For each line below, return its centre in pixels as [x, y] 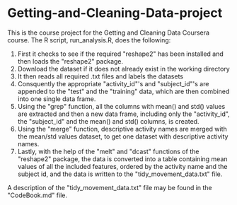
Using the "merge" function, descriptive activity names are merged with [122, 129]
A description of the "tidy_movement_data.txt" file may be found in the [110, 187]
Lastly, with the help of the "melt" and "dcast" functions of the [108, 151]
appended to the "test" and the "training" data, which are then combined [123, 91]
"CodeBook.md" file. [37, 195]
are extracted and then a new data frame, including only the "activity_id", [123, 114]
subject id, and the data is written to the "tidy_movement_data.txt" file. [120, 174]
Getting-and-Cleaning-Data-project [115, 13]
